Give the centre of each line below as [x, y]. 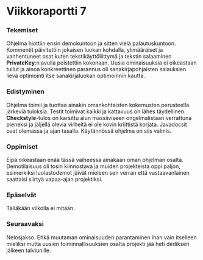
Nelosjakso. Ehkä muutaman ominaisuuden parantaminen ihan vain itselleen [101, 237]
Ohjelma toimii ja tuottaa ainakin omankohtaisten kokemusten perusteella [98, 105]
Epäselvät [21, 195]
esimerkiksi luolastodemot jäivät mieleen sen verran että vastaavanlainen [98, 173]
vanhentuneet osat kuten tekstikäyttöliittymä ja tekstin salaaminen [89, 57]
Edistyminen [25, 91]
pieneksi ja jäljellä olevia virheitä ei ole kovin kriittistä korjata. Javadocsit [97, 124]
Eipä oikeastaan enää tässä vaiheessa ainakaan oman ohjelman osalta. [95, 160]
